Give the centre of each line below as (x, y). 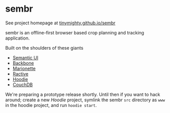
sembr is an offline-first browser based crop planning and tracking (75, 32)
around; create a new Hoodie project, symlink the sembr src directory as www (85, 100)
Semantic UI (25, 58)
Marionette (24, 68)
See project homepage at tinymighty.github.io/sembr (60, 23)
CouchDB (23, 85)
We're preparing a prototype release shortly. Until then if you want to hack (83, 94)
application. (18, 38)
